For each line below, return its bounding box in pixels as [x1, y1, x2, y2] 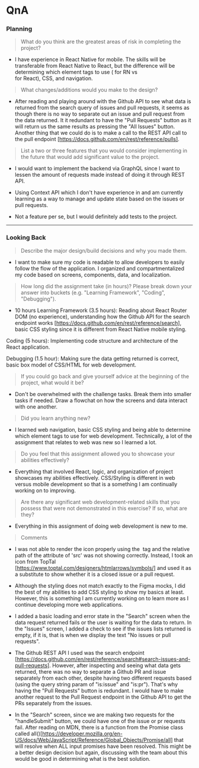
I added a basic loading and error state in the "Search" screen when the [14, 612, 191, 620]
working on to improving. [14, 487, 76, 494]
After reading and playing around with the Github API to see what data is [14, 98, 191, 105]
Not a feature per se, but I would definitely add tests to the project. [14, 213, 178, 220]
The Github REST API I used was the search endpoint [14, 649, 145, 656]
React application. [6, 343, 50, 350]
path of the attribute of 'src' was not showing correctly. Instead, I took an [14, 552, 193, 559]
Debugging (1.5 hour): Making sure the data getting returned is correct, [6, 355, 179, 362]
